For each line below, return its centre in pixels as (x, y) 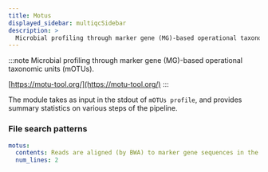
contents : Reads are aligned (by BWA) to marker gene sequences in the (137, 153)
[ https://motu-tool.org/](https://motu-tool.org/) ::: (89, 84)
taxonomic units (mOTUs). (51, 69)
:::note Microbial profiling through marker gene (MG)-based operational (126, 61)
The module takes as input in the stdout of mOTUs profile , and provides (125, 100)
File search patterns (48, 129)
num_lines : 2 (37, 160)
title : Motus (30, 16)
